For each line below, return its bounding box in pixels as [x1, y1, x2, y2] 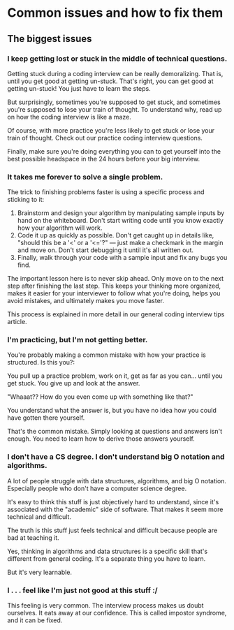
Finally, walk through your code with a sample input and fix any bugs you [17, 254, 228, 262]
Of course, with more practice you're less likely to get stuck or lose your [7, 126, 215, 134]
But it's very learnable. [7, 568, 72, 576]
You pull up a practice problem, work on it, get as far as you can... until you [7, 372, 223, 380]
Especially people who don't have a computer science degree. [7, 484, 187, 492]
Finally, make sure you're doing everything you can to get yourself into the [7, 147, 221, 155]
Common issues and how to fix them [7, 5, 224, 21]
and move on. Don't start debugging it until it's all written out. [17, 246, 194, 254]
